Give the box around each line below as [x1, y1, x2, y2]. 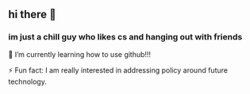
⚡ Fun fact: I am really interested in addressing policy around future [8, 65, 229, 75]
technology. [8, 77, 48, 86]
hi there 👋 [8, 8, 57, 21]
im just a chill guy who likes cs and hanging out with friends [8, 32, 243, 43]
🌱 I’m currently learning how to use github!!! [8, 49, 152, 59]
